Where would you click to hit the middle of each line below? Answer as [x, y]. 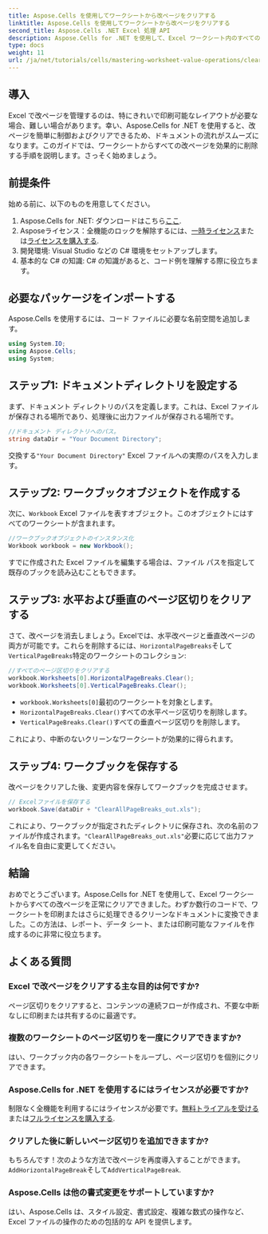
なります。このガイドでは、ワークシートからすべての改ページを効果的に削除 [133, 145]
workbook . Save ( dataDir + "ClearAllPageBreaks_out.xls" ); [105, 810]
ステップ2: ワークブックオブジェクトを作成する [125, 492]
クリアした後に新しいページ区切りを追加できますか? [108, 1141]
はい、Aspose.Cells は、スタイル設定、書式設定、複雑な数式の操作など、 [128, 1212]
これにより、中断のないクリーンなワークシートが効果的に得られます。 [123, 739]
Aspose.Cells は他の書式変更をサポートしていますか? [111, 1192]
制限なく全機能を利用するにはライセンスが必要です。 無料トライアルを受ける [134, 1109]
